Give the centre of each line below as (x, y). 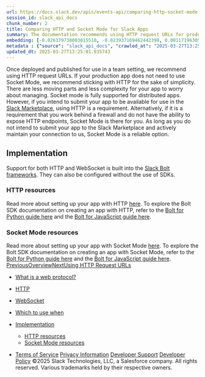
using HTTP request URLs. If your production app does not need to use (96, 75)
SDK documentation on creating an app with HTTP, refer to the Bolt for (95, 210)
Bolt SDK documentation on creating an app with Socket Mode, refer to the (100, 252)
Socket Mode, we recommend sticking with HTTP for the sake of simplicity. (101, 82)
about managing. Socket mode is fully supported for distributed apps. (94, 95)
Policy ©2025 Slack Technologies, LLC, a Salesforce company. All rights (106, 361)
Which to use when (39, 313)
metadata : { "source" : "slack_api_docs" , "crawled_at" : (79, 46)
